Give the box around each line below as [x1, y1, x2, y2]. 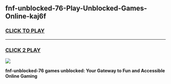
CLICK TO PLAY [5, 27, 45, 35]
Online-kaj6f [5, 12, 47, 21]
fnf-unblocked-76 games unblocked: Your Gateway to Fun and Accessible [5, 67, 165, 73]
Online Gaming [5, 73, 38, 79]
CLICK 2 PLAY [5, 46, 41, 53]
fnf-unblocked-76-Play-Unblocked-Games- [5, 4, 148, 13]
